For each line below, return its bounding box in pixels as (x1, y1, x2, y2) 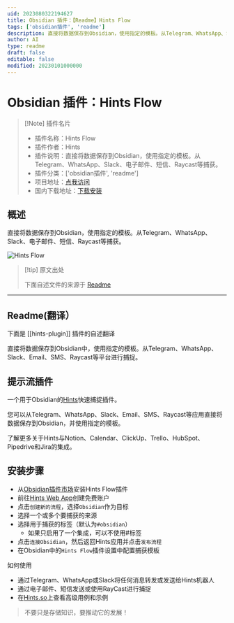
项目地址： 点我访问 (34, 178, 91, 186)
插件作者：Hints (34, 143, 81, 151)
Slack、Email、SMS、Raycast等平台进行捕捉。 (7, 353, 142, 361)
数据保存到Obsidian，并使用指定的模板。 (7, 419, 125, 427)
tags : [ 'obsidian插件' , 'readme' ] (7, 23, 106, 30)
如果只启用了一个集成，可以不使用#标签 (27, 529, 142, 537)
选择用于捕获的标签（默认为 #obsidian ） (17, 520, 132, 528)
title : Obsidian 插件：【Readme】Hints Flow (7, 17, 131, 24)
